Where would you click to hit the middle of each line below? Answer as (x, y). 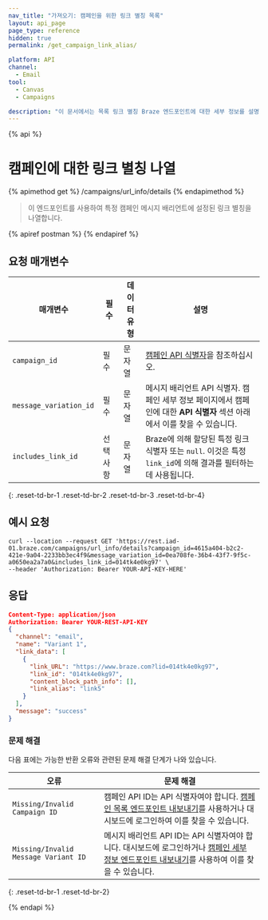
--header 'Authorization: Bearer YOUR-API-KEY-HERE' (98, 569)
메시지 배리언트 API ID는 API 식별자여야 (173, 836)
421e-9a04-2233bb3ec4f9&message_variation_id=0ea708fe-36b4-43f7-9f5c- (130, 555)
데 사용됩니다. (170, 475)
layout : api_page (37, 23)
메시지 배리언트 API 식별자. (193, 388)
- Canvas (30, 90)
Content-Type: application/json (62, 615)
